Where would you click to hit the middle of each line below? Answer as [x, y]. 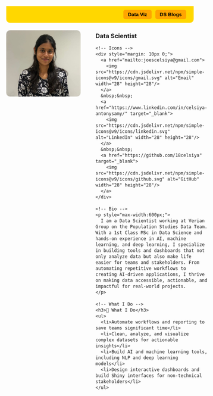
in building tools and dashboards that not [150, 251]
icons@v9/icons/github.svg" [130, 179]
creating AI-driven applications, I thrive [150, 275]
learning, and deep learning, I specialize [150, 245]
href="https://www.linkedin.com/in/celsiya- [151, 108]
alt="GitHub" [184, 179]
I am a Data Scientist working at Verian [153, 221]
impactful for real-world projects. [141, 286]
